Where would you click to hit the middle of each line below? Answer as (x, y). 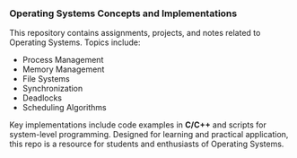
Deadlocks (42, 98)
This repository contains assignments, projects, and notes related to (135, 33)
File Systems (46, 79)
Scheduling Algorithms (64, 108)
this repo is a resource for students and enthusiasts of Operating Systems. (147, 144)
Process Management (63, 60)
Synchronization (52, 89)
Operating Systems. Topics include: (75, 42)
